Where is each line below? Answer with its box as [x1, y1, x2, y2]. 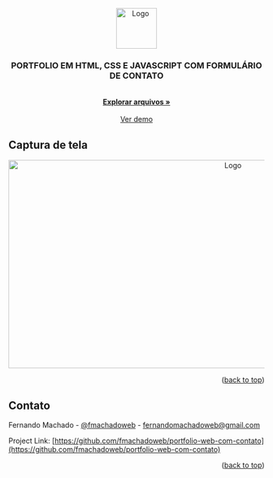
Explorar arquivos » [102, 97, 171, 107]
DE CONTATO [109, 70, 164, 81]
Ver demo [120, 115, 153, 124]
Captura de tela [8, 137, 88, 152]
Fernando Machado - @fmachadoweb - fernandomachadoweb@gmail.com [8, 419, 260, 429]
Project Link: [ [8, 436, 55, 445]
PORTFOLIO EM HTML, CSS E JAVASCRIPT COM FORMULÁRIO [11, 59, 262, 71]
